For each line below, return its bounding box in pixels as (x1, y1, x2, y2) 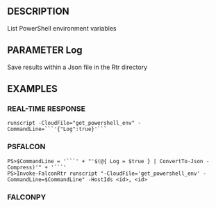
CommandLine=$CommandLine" (7, 176, 85, 183)
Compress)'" (7, 164, 42, 171)
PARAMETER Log (7, 45, 83, 56)
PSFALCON (7, 142, 46, 152)
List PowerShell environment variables (7, 24, 117, 32)
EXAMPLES (7, 83, 58, 95)
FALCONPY (7, 192, 47, 201)
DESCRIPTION (7, 6, 69, 17)
